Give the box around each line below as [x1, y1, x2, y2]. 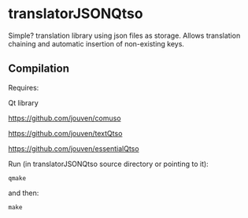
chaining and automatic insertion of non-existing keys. [8, 39, 185, 48]
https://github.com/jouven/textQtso [8, 128, 123, 138]
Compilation [8, 62, 69, 76]
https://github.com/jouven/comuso [8, 113, 121, 123]
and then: [8, 188, 39, 198]
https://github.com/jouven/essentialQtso [8, 143, 139, 153]
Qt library [8, 98, 39, 107]
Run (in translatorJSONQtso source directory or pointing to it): [8, 159, 209, 168]
